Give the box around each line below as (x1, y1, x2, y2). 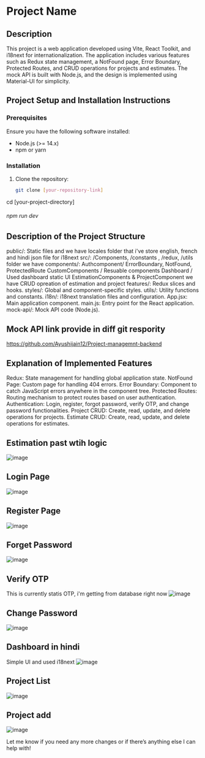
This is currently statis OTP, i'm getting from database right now (6, 590, 168, 597)
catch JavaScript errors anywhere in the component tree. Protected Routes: (6, 388, 198, 395)
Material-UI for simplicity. (6, 78, 70, 85)
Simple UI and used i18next (6, 658, 75, 665)
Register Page (6, 506, 61, 516)
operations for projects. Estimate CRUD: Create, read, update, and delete (6, 413, 190, 421)
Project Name (6, 4, 77, 18)
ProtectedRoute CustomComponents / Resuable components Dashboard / (6, 267, 193, 274)
